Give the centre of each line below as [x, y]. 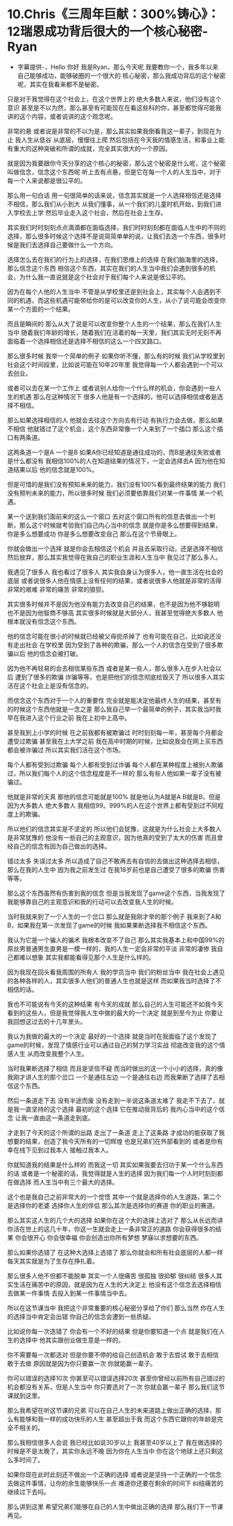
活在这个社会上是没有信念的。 [50, 685]
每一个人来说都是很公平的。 [47, 181]
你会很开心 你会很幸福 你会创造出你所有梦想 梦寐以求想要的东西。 [109, 1237]
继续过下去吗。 [28, 1492]
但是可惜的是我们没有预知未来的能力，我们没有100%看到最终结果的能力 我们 [116, 484]
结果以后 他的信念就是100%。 [55, 469]
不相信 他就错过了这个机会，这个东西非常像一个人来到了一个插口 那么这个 [112, 428]
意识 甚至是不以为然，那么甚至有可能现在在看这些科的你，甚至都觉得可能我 [114, 108]
